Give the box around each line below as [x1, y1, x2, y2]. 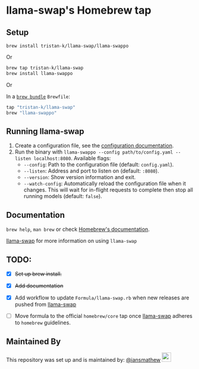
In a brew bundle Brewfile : [6, 93, 70, 100]
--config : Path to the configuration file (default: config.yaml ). [23, 161, 174, 168]
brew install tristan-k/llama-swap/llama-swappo [6, 43, 129, 49]
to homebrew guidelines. [14, 319, 71, 326]
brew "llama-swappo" [6, 110, 58, 116]
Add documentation [14, 282, 64, 289]
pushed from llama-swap [14, 301, 77, 308]
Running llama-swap [6, 126, 84, 136]
